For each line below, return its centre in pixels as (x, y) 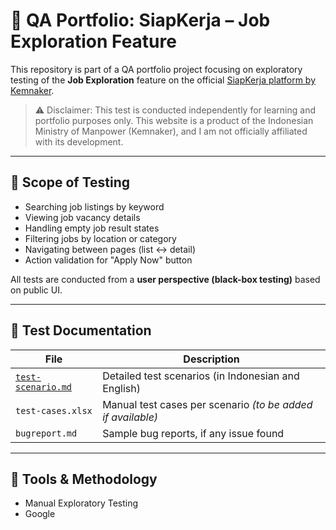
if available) (130, 417)
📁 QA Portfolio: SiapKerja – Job (140, 20)
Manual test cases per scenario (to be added (207, 404)
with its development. (79, 141)
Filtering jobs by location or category (100, 238)
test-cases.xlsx (54, 410)
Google (40, 514)
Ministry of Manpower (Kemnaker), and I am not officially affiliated (171, 131)
